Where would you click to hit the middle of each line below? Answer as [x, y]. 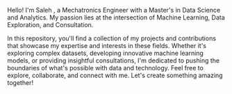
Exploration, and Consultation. [50, 25]
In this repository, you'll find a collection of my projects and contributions [112, 38]
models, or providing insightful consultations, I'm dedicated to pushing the [114, 61]
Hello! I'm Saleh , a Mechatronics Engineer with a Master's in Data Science [114, 10]
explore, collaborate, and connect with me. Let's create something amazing [115, 75]
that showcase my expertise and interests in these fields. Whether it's [107, 46]
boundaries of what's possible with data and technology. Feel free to [105, 68]
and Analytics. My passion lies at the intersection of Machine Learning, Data [116, 17]
